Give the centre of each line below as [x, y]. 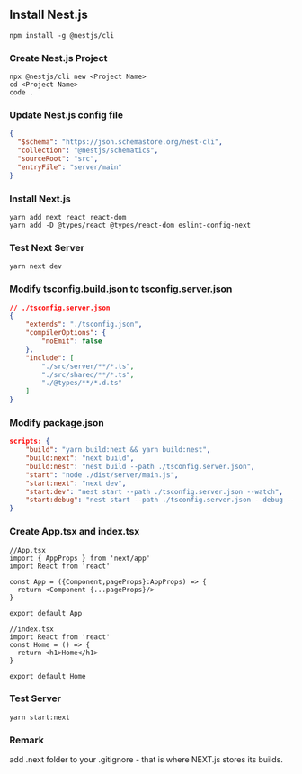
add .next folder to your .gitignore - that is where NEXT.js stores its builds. [146, 760]
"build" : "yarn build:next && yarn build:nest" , [118, 450]
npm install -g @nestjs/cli [62, 35]
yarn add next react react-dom [68, 217]
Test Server [35, 698]
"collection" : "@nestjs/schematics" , [88, 151]
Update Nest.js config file [67, 115]
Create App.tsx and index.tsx [75, 532]
